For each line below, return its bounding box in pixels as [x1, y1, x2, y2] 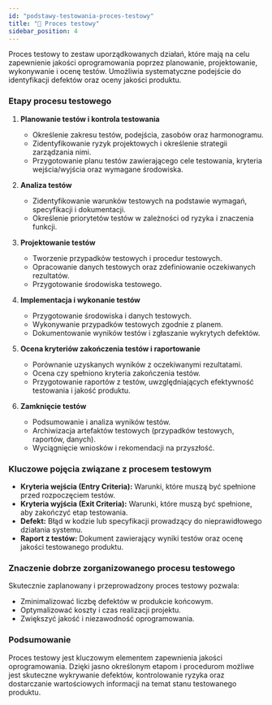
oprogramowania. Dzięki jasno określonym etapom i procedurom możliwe [8, 661, 254, 671]
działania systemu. [19, 524, 83, 534]
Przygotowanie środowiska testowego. [32, 279, 162, 289]
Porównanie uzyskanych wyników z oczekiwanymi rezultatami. [32, 359, 243, 369]
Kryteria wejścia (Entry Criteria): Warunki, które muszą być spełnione [19, 481, 256, 491]
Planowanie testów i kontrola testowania [19, 114, 160, 124]
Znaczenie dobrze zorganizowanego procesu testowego [8, 562, 235, 573]
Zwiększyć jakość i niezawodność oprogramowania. [19, 614, 195, 624]
